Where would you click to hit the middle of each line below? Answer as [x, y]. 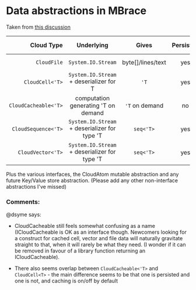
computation [92, 98]
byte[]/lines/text [144, 62]
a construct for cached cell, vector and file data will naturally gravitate [99, 238]
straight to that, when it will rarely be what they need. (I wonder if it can [100, 245]
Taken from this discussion [38, 27]
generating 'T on [92, 105]
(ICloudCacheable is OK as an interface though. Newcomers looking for [100, 232]
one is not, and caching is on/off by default [66, 281]
